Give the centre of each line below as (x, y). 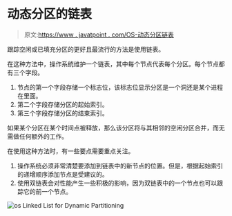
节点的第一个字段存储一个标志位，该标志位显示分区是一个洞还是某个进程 (120, 87)
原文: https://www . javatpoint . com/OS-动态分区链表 (99, 35)
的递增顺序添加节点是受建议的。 (62, 174)
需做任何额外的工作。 (37, 136)
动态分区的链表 (50, 14)
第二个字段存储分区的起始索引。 (62, 104)
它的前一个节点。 (48, 191)
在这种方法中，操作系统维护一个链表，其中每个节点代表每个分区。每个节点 (113, 63)
